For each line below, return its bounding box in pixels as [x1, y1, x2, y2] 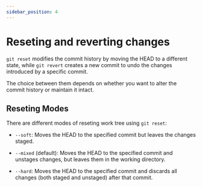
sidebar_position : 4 [6, 8, 58, 15]
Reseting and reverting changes [6, 34, 170, 48]
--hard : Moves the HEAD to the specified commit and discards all [14, 168, 177, 175]
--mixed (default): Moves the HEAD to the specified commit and [14, 149, 173, 157]
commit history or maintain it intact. [6, 86, 95, 93]
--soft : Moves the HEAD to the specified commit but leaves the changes [14, 131, 196, 139]
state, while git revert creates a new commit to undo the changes [6, 61, 172, 68]
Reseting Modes [6, 103, 69, 114]
